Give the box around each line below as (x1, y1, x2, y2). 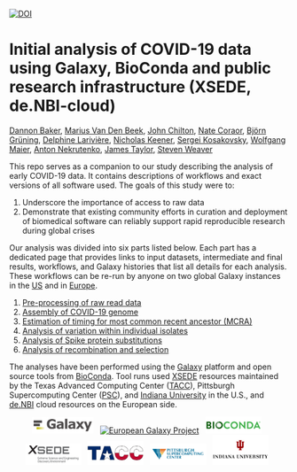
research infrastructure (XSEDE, (9, 77, 251, 97)
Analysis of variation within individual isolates (21, 325, 189, 336)
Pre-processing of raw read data (21, 297, 142, 307)
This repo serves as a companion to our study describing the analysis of (9, 160, 273, 172)
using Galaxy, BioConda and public (9, 58, 272, 79)
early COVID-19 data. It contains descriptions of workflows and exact (9, 170, 262, 181)
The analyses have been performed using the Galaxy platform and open (9, 361, 272, 372)
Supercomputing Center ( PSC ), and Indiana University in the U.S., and (9, 390, 264, 400)
